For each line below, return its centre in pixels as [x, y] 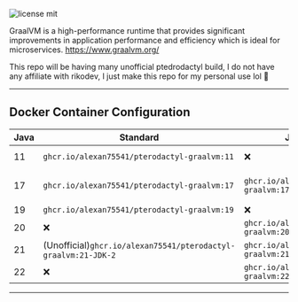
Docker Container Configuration [100, 112]
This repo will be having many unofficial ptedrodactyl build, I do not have [142, 67]
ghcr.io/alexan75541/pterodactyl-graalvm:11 [138, 156]
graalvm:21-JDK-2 [80, 255]
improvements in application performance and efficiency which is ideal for [145, 40]
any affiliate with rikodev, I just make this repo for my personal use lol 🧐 [139, 76]
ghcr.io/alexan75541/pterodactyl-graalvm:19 [138, 209]
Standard [139, 137]
